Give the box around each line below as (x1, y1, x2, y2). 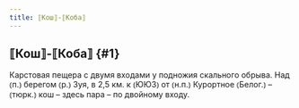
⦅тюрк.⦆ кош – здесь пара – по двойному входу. (9, 89, 190, 100)
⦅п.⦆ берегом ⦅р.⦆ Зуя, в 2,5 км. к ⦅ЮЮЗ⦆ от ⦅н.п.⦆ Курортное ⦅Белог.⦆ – (9, 79, 273, 90)
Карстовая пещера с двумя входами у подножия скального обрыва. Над (9, 70, 290, 80)
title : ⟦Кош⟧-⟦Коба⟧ (9, 12, 87, 22)
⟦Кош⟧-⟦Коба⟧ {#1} (9, 46, 120, 62)
